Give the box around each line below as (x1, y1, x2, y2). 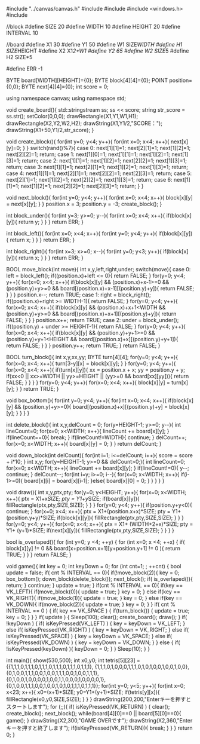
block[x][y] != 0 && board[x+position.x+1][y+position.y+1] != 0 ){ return (6, 545, 181, 552)
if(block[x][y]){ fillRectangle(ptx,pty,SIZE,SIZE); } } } (57, 514, 184, 521)
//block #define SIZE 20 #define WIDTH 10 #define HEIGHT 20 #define (6, 23, 181, 30)
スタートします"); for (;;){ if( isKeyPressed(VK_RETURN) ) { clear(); (6, 703, 170, 710)
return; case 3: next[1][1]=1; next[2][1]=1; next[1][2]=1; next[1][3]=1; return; (6, 164, 188, 170)
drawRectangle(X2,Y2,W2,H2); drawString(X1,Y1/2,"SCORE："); (6, 120, 163, 127)
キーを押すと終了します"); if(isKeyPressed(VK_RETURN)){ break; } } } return (6, 724, 193, 731)
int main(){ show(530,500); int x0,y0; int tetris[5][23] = (6, 657, 140, 664)
